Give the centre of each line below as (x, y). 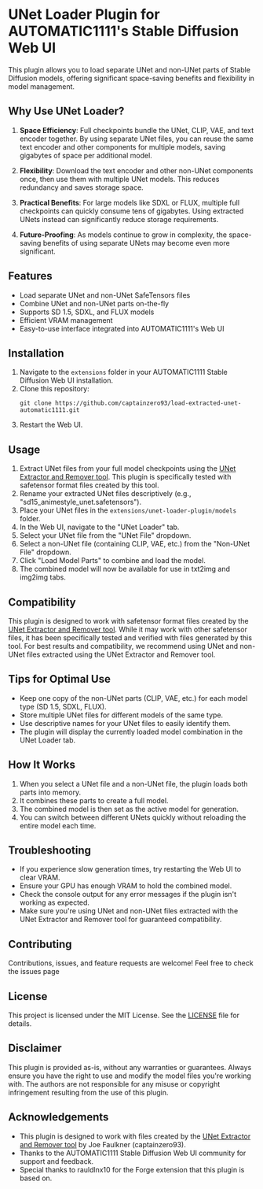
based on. (36, 1178)
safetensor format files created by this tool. (89, 485)
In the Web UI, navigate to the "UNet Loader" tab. (99, 527)
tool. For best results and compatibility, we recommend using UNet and (123, 646)
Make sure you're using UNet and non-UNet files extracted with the (129, 911)
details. (20, 1024)
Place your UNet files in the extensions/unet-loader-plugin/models (128, 510)
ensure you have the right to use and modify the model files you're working (130, 1076)
